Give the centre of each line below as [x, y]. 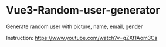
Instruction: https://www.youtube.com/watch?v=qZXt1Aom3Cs [82, 38]
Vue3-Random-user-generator [83, 10]
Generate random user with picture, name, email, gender [74, 26]
